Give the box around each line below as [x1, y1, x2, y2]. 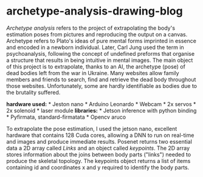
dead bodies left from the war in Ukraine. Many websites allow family [6, 69, 179, 76]
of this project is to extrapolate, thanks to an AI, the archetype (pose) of [6, 62, 185, 70]
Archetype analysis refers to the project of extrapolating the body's [6, 24, 175, 32]
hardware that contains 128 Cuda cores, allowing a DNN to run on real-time [6, 132, 194, 139]
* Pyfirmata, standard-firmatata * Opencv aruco [6, 113, 126, 121]
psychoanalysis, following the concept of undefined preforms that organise [6, 50, 195, 57]
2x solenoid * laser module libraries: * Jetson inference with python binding [6, 107, 197, 114]
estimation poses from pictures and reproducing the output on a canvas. [6, 30, 188, 38]
